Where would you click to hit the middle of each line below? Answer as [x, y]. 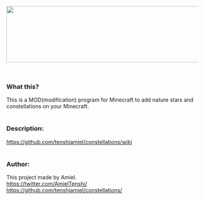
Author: [18, 164]
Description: [25, 129]
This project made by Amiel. [41, 177]
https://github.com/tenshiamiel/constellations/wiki [69, 142]
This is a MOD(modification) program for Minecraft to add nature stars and [100, 100]
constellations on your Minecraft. [48, 106]
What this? [23, 86]
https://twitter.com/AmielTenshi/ [47, 184]
